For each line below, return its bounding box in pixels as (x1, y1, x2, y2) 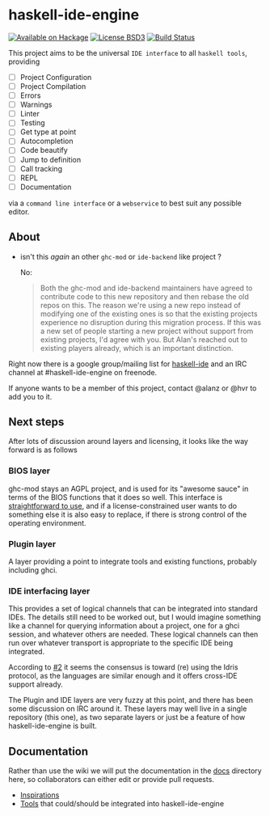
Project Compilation (19, 82, 86, 91)
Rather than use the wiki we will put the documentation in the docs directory (8, 766, 262, 776)
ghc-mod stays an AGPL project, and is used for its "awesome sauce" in (8, 484, 249, 493)
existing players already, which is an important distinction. (40, 343, 234, 353)
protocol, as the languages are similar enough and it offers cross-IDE (8, 671, 238, 681)
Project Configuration (19, 72, 92, 82)
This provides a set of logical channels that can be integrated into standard (8, 604, 258, 614)
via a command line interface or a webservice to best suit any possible (8, 198, 243, 208)
